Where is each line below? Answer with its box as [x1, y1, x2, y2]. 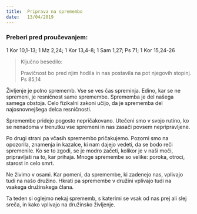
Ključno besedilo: [20, 58, 63, 65]
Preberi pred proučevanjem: [6, 33, 88, 42]
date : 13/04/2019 [6, 14, 54, 20]
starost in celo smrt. [6, 159, 55, 167]
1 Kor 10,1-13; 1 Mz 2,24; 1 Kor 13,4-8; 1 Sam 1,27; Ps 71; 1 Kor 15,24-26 [6, 46, 175, 53]
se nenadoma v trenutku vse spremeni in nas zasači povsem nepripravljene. [6, 123, 191, 130]
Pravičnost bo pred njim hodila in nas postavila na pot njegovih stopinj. [20, 69, 192, 76]
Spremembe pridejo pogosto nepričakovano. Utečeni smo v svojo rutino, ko [6, 117, 189, 124]
